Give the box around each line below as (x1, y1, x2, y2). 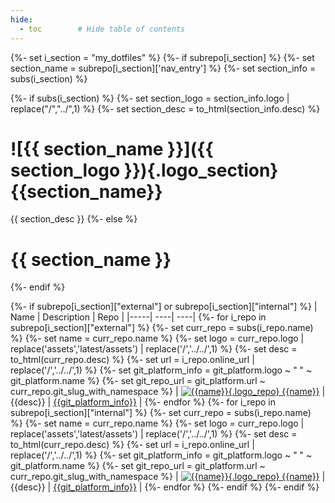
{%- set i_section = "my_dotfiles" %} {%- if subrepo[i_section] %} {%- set (10, 51, 315, 63)
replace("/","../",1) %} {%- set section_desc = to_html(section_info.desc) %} (10, 102, 321, 115)
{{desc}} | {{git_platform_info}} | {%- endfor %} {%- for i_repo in (10, 396, 276, 408)
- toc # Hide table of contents (19, 24, 186, 34)
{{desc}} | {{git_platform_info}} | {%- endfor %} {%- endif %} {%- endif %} (10, 481, 320, 493)
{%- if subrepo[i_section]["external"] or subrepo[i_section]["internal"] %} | (10, 301, 318, 313)
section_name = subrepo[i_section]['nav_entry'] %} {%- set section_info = (10, 62, 317, 74)
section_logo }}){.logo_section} (10, 159, 279, 181)
